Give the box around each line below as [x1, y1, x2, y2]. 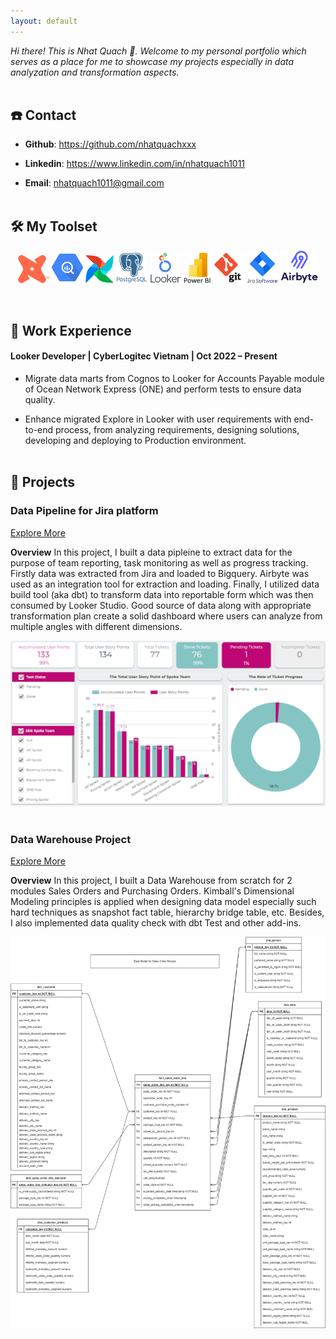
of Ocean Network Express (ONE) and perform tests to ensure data [24, 383, 302, 395]
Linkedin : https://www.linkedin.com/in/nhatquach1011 [24, 158, 246, 170]
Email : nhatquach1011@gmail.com [24, 177, 165, 189]
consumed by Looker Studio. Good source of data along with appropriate [10, 599, 312, 611]
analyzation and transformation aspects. [10, 66, 180, 78]
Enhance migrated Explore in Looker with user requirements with [24, 413, 292, 425]
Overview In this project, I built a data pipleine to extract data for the [10, 546, 293, 558]
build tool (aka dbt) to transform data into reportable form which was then [10, 588, 314, 600]
